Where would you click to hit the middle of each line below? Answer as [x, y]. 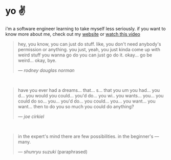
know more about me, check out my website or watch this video [73, 34]
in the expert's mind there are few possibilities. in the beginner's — [88, 136]
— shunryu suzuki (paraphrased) [53, 152]
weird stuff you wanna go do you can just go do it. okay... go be [85, 55]
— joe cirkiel [31, 116]
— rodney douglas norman [46, 70]
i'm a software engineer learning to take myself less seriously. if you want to [85, 28]
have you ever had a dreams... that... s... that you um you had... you [89, 90]
